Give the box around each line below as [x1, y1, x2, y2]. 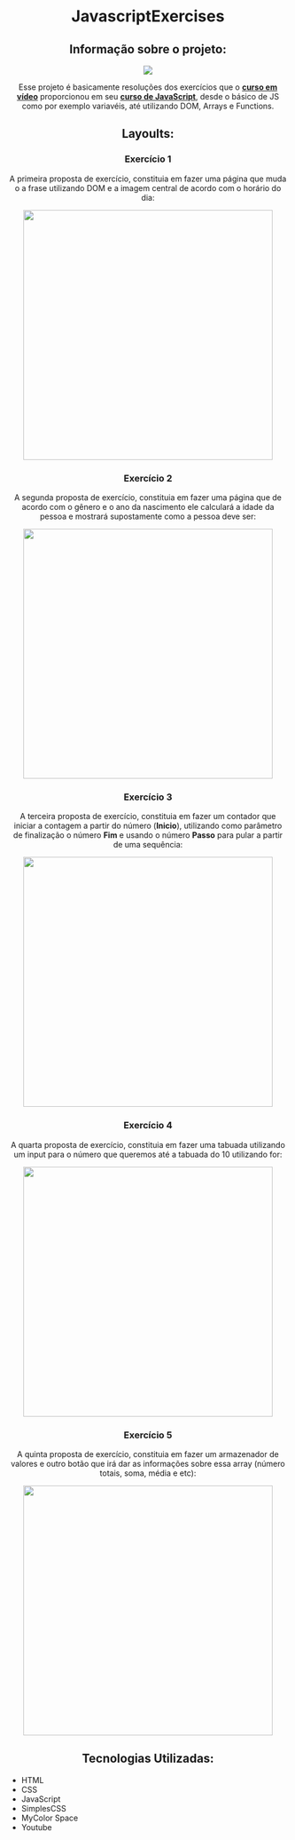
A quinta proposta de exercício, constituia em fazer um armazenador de [16, 1448, 280, 1459]
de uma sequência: [113, 840, 183, 850]
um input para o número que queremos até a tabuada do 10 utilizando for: [13, 1149, 283, 1159]
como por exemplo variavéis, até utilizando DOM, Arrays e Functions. [21, 100, 275, 111]
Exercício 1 [124, 153, 172, 165]
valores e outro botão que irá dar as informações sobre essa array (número [11, 1458, 285, 1469]
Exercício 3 [123, 791, 173, 803]
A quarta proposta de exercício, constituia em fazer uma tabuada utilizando [11, 1139, 285, 1150]
